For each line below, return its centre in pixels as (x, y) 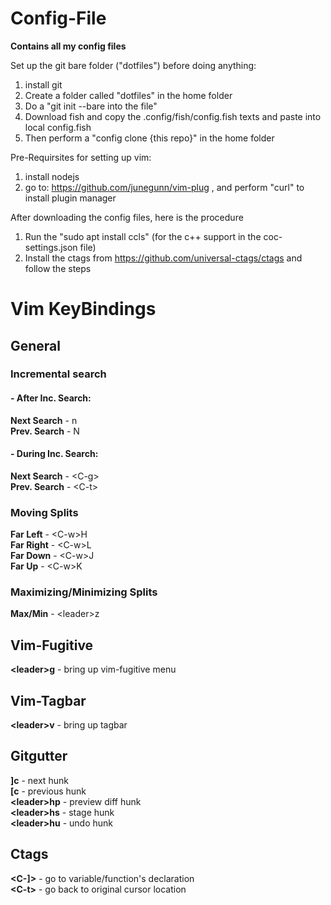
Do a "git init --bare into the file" (91, 106)
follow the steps (58, 268)
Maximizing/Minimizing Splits (84, 592)
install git (43, 84)
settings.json (51, 247)
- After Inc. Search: (51, 398)
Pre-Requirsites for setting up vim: (81, 157)
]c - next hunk (39, 780)
